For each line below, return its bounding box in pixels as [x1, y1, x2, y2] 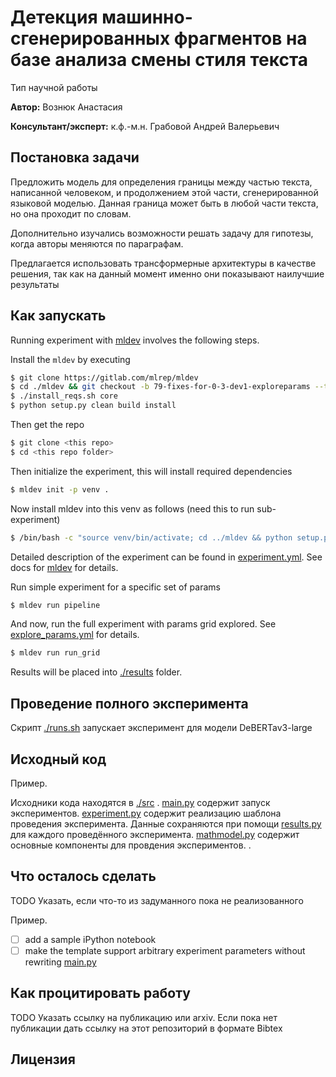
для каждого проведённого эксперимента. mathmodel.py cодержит [10, 828, 300, 840]
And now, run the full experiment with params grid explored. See [10, 618, 277, 630]
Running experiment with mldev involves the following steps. [10, 334, 260, 346]
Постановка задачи [10, 149, 140, 166]
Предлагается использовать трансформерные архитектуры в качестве [10, 257, 317, 269]
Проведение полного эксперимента [10, 695, 249, 712]
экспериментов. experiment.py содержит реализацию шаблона [10, 807, 282, 819]
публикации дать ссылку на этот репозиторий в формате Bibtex [10, 1022, 283, 1034]
